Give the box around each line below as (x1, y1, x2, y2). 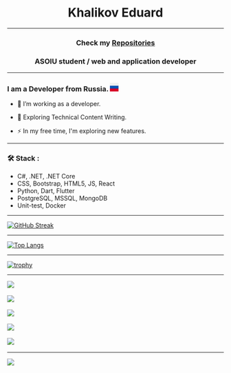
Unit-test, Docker (16, 201, 67, 210)
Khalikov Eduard (67, 5, 164, 21)
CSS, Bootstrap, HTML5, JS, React (16, 179, 115, 188)
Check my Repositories (76, 38, 155, 48)
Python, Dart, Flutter (16, 186, 75, 194)
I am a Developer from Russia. (7, 84, 109, 94)
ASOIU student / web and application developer (34, 57, 197, 66)
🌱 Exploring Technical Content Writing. (16, 113, 127, 121)
